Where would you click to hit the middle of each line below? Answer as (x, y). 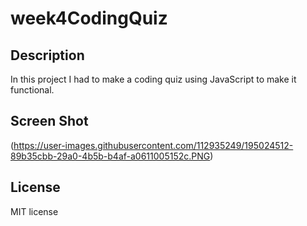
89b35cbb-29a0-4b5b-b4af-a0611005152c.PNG (110, 156)
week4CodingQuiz (89, 18)
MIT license (34, 211)
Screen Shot (49, 121)
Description (47, 55)
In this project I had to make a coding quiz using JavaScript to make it (153, 79)
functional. (32, 90)
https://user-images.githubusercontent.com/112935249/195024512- (153, 145)
